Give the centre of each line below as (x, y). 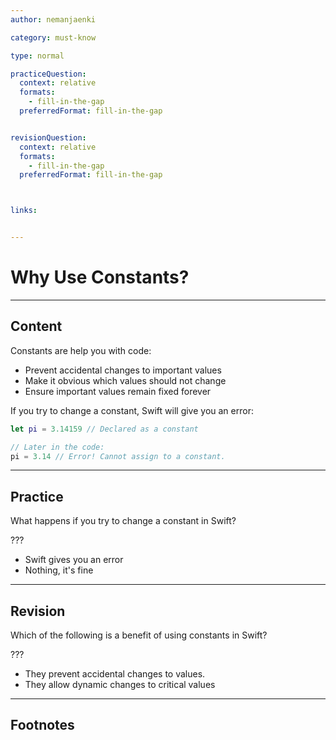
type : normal (37, 56)
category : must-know (53, 37)
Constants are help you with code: (81, 350)
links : (24, 211)
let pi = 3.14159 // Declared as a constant (104, 429)
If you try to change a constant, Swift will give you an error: (132, 410)
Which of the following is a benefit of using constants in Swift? (139, 635)
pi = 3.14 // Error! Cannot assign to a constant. (118, 456)
